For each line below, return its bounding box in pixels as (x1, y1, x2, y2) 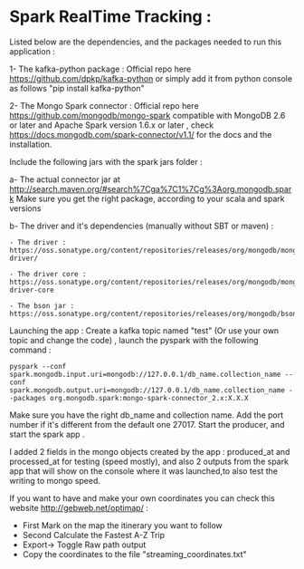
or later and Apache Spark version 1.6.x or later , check (9, 120, 214, 130)
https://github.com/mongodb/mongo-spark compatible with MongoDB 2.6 (9, 110, 286, 121)
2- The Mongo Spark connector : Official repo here (9, 100, 199, 111)
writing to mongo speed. (9, 475, 101, 486)
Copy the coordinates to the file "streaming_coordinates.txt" (22, 548, 247, 559)
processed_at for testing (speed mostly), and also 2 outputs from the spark (9, 456, 290, 467)
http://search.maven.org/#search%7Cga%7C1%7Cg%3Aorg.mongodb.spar (9, 183, 292, 194)
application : (9, 45, 56, 56)
